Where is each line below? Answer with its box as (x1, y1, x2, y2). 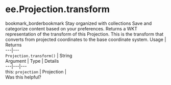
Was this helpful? (5, 74, 42, 80)
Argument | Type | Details (5, 58, 59, 64)
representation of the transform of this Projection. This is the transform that (5, 31, 164, 37)
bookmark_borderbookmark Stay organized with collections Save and (5, 20, 152, 26)
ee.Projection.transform (5, 4, 110, 15)
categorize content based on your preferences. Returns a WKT (5, 25, 138, 31)
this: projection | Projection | (5, 68, 66, 74)
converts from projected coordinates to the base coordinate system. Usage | (5, 36, 166, 42)
